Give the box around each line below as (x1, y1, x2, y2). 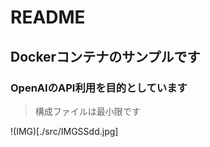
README (10, 6, 86, 29)
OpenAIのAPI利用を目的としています (10, 81, 188, 95)
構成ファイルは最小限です (34, 105, 141, 117)
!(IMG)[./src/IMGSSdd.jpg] (10, 125, 119, 137)
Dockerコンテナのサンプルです (10, 48, 201, 65)
